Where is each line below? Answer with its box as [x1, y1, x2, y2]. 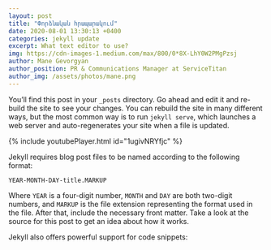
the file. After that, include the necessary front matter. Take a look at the [8, 208, 249, 218]
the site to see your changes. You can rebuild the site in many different [27, 103, 263, 113]
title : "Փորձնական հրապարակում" [8, 19, 118, 28]
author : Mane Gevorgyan [8, 58, 89, 66]
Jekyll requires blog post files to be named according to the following [8, 152, 240, 162]
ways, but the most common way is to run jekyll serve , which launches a [8, 111, 256, 122]
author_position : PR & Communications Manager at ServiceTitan [8, 65, 227, 73]
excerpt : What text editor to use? [8, 42, 129, 50]
